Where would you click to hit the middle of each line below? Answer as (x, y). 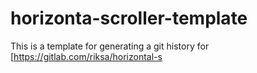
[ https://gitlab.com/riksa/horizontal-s (86, 56)
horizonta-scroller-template (129, 18)
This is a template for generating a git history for (110, 46)
